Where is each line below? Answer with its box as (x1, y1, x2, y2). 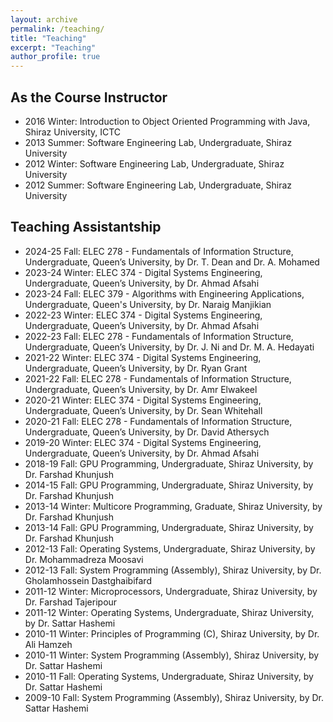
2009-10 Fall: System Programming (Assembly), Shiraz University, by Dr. (24, 691, 324, 703)
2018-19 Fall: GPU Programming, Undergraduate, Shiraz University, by (24, 457, 314, 470)
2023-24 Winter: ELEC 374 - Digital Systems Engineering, (24, 266, 263, 278)
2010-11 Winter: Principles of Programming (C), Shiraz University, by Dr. (24, 627, 320, 640)
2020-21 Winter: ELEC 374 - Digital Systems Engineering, (24, 394, 262, 406)
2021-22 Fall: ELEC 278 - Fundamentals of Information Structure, (24, 372, 292, 385)
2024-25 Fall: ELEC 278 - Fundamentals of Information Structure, (24, 245, 294, 257)
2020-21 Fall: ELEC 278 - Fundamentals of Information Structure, (24, 415, 293, 427)
